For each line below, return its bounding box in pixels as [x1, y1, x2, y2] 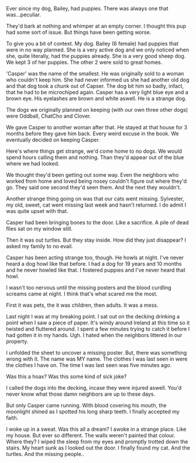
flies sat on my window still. [6, 225, 73, 232]
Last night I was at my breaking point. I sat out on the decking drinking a [6, 313, 180, 320]
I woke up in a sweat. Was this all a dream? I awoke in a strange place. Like [6, 426, 187, 433]
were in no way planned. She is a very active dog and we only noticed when [6, 46, 189, 53]
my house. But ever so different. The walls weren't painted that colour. [6, 432, 176, 438]
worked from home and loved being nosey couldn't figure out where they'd [6, 178, 187, 184]
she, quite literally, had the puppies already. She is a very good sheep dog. [6, 53, 186, 59]
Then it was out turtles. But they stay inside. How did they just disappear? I [6, 236, 186, 243]
